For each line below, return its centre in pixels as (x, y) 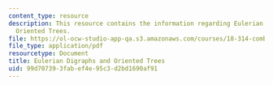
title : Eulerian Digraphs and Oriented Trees (87, 62)
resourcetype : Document (49, 53)
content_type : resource (49, 16)
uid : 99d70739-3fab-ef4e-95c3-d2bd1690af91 (83, 69)
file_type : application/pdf (56, 46)
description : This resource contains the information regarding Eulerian (136, 23)
